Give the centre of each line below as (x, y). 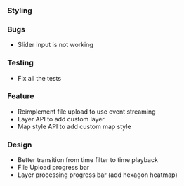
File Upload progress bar (53, 168)
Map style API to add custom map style (74, 126)
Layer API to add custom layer (61, 119)
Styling (20, 11)
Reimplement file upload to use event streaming (86, 112)
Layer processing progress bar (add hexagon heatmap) (97, 175)
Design (20, 145)
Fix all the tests (39, 78)
